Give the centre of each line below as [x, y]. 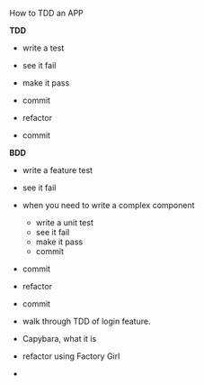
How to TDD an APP [46, 13]
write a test [43, 48]
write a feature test [57, 170]
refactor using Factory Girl [71, 356]
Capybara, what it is [59, 339]
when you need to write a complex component [108, 205]
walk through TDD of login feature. [86, 321]
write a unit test [65, 223]
